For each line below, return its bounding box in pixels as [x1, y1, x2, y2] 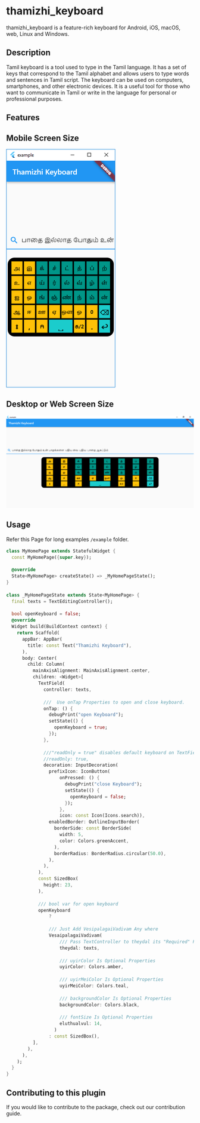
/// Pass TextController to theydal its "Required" [59, 938, 190, 945]
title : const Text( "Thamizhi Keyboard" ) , [27, 642, 132, 648]
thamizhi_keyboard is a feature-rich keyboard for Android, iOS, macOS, [6, 24, 181, 31]
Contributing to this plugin [6, 1088, 106, 1098]
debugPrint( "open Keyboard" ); [48, 712, 124, 718]
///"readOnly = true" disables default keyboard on [43, 749, 174, 755]
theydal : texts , [59, 945, 100, 951]
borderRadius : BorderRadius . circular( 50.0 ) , [54, 850, 167, 856]
